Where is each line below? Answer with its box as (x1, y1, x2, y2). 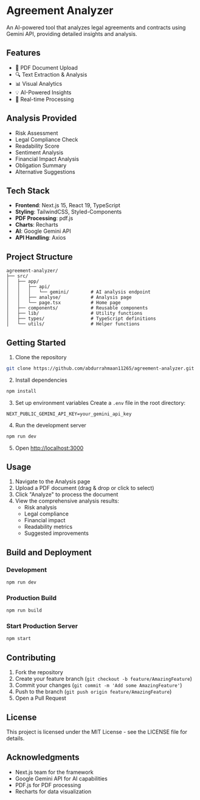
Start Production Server (6, 622, 78, 630)
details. (6, 734, 25, 742)
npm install (6, 388, 36, 394)
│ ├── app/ (6, 278, 40, 284)
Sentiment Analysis (15, 148, 64, 156)
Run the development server (15, 421, 87, 429)
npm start (6, 636, 32, 642)
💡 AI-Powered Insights (15, 89, 72, 96)
